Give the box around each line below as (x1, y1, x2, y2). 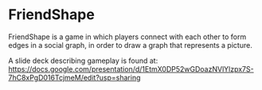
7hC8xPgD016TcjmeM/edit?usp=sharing (8, 72, 141, 82)
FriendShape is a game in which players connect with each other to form (8, 32, 247, 41)
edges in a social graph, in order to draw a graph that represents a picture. (8, 40, 252, 49)
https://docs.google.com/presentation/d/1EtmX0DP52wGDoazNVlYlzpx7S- (8, 64, 254, 73)
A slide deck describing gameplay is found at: (8, 56, 158, 65)
